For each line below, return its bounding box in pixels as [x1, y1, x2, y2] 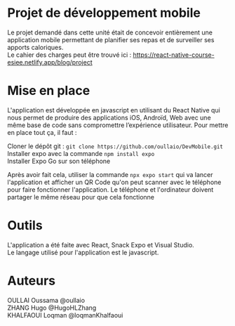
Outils [7, 218, 43, 233]
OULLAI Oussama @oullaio [7, 296, 86, 304]
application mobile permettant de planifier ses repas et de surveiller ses [7, 35, 215, 44]
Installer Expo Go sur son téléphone [7, 157, 111, 165]
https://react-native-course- [133, 51, 215, 59]
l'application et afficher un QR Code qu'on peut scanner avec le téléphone [7, 178, 222, 186]
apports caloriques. [7, 43, 64, 51]
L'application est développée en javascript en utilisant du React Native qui [7, 105, 221, 114]
